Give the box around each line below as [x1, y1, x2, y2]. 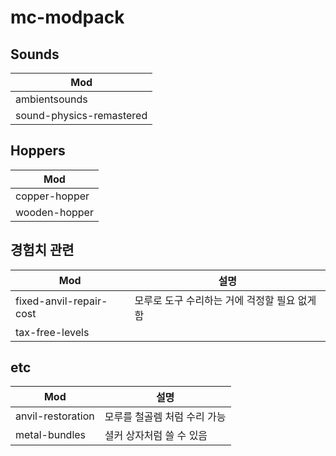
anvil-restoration [15, 409, 95, 423]
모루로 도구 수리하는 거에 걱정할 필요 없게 [134, 293, 317, 307]
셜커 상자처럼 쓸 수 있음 [104, 429, 208, 443]
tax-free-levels [15, 325, 90, 339]
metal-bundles [15, 428, 87, 442]
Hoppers [10, 142, 66, 160]
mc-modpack [10, 6, 125, 29]
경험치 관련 [10, 242, 75, 259]
